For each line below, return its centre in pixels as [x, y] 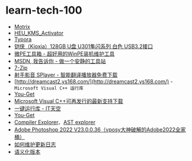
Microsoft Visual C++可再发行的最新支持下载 [68, 101]
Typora [23, 39]
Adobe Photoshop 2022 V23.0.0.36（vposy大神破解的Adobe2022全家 [100, 129]
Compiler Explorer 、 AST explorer [55, 122]
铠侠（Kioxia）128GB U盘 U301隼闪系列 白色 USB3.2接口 [84, 46]
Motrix [22, 27]
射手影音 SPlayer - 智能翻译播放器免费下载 [66, 75]
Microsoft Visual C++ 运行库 [49, 88]
